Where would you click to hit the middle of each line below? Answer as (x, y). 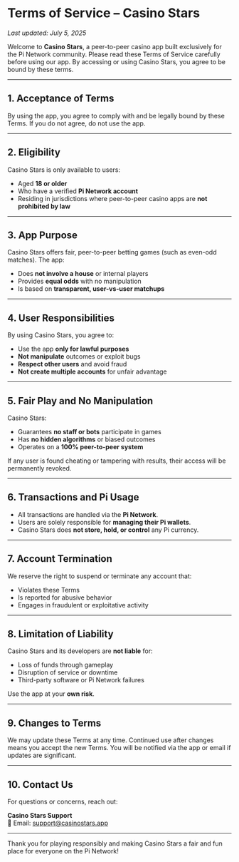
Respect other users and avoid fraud (72, 364)
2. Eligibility (34, 152)
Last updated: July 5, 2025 (47, 33)
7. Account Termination (60, 559)
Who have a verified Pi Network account (78, 191)
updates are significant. (42, 755)
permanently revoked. (39, 468)
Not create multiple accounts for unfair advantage (92, 371)
